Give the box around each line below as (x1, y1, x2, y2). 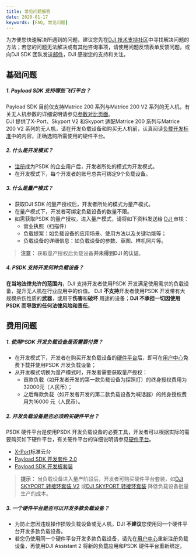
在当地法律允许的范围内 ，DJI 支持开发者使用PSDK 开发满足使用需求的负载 (6, 280, 184, 287)
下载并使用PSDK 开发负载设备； (19, 362, 97, 368)
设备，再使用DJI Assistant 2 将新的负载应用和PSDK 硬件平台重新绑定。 (14, 542, 185, 549)
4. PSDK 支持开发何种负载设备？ (6, 264, 84, 271)
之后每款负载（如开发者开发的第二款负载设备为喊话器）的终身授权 (23, 391, 182, 397)
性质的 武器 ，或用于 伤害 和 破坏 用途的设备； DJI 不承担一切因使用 (26, 294, 181, 302)
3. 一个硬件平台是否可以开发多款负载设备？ (6, 505, 110, 512)
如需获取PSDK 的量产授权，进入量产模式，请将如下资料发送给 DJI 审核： (14, 215, 189, 222)
